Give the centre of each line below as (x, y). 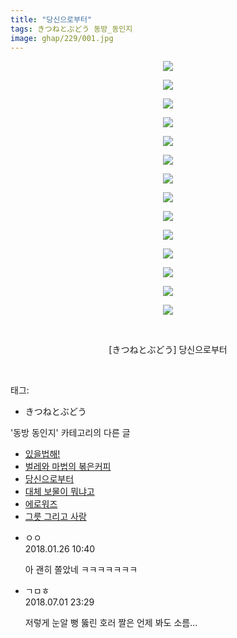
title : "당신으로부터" (51, 19)
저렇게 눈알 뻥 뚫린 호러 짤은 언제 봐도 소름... (111, 623)
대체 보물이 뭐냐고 (59, 492)
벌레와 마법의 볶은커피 (68, 467)
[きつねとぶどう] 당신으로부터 (168, 350)
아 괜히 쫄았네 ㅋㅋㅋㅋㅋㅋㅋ (81, 570)
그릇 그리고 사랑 (55, 517)
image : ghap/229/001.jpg (62, 38)
